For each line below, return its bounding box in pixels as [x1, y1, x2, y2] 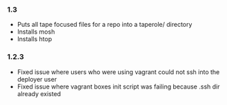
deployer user [17, 75, 57, 83]
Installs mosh [17, 27, 55, 36]
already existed [17, 89, 61, 97]
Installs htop [17, 35, 52, 43]
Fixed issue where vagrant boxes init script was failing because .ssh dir [17, 82, 220, 91]
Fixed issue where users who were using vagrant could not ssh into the [17, 67, 220, 76]
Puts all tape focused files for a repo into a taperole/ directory [17, 21, 193, 29]
